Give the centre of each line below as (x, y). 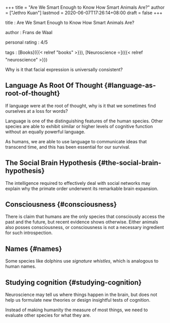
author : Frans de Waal (29, 32)
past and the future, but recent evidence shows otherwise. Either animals (82, 222)
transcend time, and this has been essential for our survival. (68, 147)
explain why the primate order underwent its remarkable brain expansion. (82, 188)
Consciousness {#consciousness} (61, 204)
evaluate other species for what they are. (48, 315)
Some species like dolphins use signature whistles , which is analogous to (82, 261)
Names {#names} (34, 249)
